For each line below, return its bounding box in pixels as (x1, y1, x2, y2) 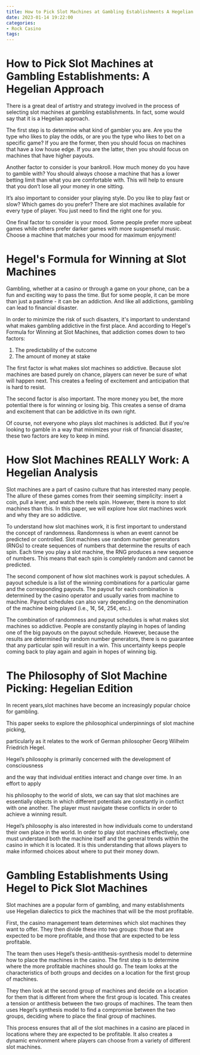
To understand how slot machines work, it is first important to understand (6, 523, 187, 530)
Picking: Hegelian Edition (6, 682, 133, 695)
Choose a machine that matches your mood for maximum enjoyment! (6, 231, 176, 239)
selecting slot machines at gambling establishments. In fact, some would (6, 108, 185, 116)
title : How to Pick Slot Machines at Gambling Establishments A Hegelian (6, 8, 194, 15)
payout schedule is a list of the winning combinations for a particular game (6, 579, 190, 586)
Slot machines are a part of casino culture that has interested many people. (6, 486, 191, 493)
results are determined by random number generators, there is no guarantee (6, 635, 194, 642)
